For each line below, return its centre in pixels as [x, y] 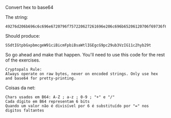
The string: [17, 17]
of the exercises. [23, 60]
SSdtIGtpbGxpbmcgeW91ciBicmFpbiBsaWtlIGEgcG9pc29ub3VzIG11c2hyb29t [78, 45]
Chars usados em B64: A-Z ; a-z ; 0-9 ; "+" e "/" [60, 97]
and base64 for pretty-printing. [41, 78]
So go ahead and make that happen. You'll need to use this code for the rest [85, 55]
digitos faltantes [25, 110]
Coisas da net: [20, 88]
